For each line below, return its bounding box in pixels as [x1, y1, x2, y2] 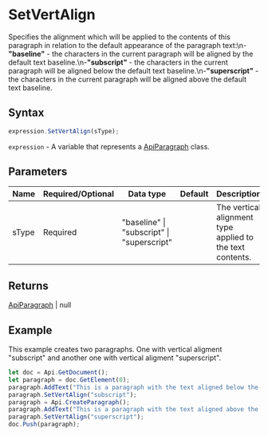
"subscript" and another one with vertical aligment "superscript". [8, 353, 222, 363]
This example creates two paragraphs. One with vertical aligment [8, 345, 223, 355]
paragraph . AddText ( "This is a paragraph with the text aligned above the [8, 406, 259, 414]
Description [216, 188, 262, 200]
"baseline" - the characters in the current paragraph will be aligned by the [8, 49, 254, 58]
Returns [8, 279, 49, 292]
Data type [128, 188, 167, 200]
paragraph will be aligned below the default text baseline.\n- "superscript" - [8, 65, 259, 75]
